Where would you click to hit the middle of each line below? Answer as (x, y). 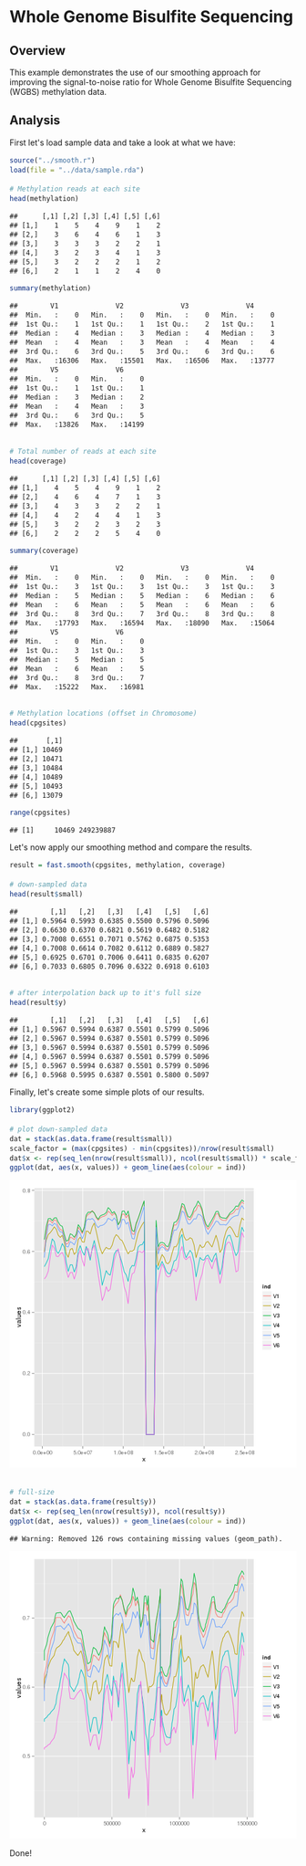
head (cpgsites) (38, 723)
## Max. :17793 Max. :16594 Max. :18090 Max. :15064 (142, 623)
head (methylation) (44, 199)
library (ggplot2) (42, 1110)
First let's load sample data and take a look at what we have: (122, 142)
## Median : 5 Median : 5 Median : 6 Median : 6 (142, 595)
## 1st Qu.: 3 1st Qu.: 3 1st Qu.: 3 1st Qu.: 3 (142, 586)
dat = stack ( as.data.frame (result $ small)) (91, 1138)
